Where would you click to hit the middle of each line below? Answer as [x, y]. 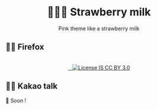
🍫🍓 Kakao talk [31, 86]
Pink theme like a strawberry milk [99, 28]
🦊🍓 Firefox [25, 47]
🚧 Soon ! [16, 101]
